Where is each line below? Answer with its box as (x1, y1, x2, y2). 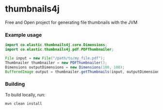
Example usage (5, 31, 42, 38)
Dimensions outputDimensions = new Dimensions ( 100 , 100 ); (5, 64, 125, 70)
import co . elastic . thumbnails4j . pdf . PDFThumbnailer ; (5, 47, 114, 52)
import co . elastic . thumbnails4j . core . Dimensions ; (5, 43, 108, 47)
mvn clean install (5, 101, 42, 106)
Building (5, 81, 25, 88)
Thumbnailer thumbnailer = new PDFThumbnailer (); (5, 60, 108, 65)
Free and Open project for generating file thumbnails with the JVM (5, 19, 138, 25)
